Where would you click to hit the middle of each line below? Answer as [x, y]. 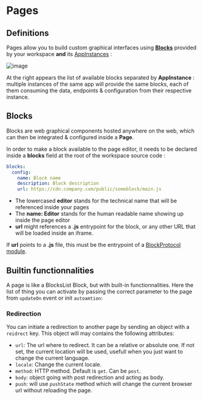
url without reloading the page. [53, 390]
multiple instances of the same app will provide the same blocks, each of [98, 84]
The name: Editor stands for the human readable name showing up [99, 214]
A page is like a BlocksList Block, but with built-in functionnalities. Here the [100, 285]
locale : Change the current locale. [58, 365]
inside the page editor [43, 220]
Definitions [28, 33]
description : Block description [58, 184]
